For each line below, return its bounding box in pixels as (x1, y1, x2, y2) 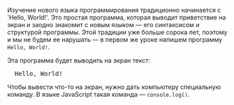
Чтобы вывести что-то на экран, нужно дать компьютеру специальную (7, 83, 221, 91)
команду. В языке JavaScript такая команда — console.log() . (7, 90, 190, 98)
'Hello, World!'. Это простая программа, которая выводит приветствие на (7, 13, 226, 22)
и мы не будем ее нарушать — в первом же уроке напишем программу (7, 35, 223, 44)
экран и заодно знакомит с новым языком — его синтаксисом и (7, 21, 200, 29)
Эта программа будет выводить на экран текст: (7, 56, 151, 65)
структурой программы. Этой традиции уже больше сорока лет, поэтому (7, 28, 228, 36)
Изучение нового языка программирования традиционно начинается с (7, 6, 221, 14)
